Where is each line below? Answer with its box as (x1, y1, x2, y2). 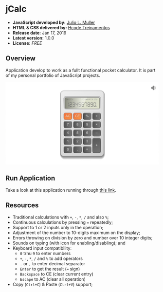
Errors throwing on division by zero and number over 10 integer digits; (12, 235, 153, 240)
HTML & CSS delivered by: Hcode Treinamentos (12, 24, 110, 30)
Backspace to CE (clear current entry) (19, 271, 94, 277)
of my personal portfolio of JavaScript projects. (5, 72, 100, 78)
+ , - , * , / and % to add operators (19, 255, 83, 261)
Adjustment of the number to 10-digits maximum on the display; (12, 230, 141, 236)
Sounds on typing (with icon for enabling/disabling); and (12, 240, 126, 246)
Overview (5, 55, 36, 63)
